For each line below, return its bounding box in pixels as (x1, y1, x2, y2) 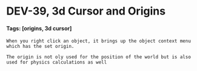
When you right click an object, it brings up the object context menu (6, 38, 191, 44)
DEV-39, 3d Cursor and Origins (6, 4, 165, 18)
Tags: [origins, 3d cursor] (6, 24, 72, 32)
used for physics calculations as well (6, 59, 107, 66)
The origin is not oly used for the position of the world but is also (6, 54, 191, 60)
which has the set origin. (6, 44, 75, 50)
